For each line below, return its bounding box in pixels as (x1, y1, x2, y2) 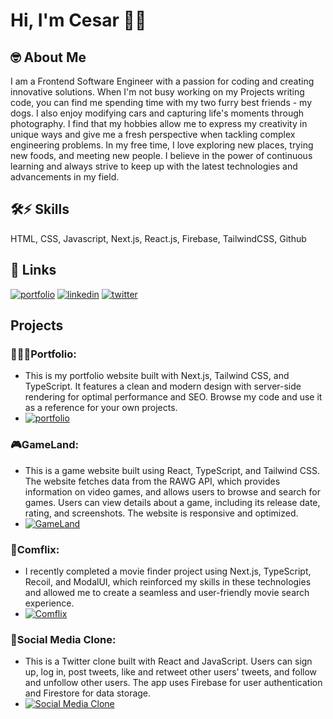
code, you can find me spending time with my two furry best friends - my (10, 97, 313, 108)
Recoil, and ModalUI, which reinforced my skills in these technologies (24, 575, 312, 588)
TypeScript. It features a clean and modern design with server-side (24, 380, 302, 393)
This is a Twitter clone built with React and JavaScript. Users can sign (24, 655, 313, 668)
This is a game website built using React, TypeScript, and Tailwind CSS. (24, 464, 320, 476)
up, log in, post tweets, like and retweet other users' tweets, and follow (24, 666, 318, 678)
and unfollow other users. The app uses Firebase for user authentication (24, 677, 323, 689)
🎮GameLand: (10, 438, 80, 452)
